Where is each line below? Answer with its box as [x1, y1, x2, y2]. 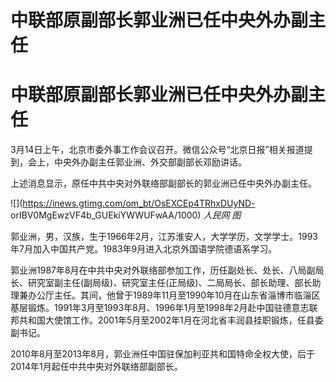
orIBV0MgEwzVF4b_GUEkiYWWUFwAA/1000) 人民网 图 [10, 209, 242, 221]
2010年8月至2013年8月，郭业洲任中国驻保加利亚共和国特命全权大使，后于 [10, 348, 315, 360]
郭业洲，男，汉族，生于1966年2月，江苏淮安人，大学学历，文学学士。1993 [10, 231, 318, 243]
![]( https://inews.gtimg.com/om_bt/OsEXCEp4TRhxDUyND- [10, 197, 256, 210]
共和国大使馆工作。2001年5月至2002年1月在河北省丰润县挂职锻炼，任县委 [18, 314, 324, 326]
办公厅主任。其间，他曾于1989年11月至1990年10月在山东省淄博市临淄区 [27, 289, 321, 301]
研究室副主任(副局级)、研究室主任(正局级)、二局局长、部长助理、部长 [27, 277, 313, 289]
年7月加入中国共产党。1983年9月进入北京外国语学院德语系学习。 [10, 243, 278, 255]
